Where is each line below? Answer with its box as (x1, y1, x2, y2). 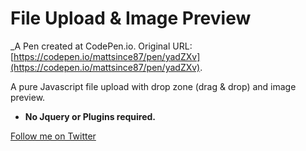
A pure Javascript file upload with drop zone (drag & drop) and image (10, 80, 297, 92)
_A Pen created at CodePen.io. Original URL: (10, 40, 193, 52)
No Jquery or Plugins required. (24, 110, 157, 122)
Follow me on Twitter (10, 130, 97, 142)
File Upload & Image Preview (10, 7, 252, 30)
